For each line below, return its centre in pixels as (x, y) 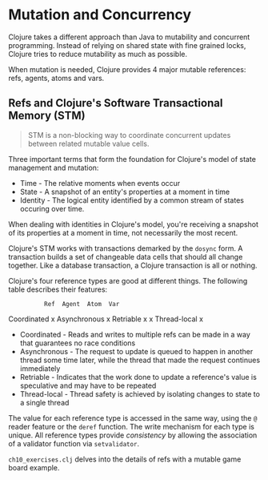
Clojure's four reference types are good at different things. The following (128, 280)
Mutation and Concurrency (100, 15)
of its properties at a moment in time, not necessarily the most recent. (123, 232)
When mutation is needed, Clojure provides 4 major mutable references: (127, 69)
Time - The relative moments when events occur (100, 183)
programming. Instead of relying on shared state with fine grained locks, (127, 45)
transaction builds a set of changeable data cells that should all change (126, 256)
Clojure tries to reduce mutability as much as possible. (98, 54)
